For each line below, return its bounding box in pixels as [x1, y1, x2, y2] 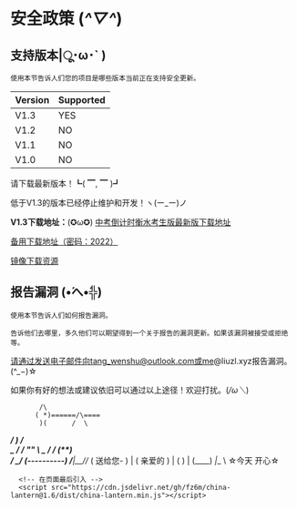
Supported [58, 94, 106, 106]
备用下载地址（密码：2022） [10, 236, 118, 247]
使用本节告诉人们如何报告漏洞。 [10, 310, 113, 320]
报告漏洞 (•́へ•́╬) [10, 284, 103, 300]
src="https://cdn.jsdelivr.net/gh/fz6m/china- [50, 483, 231, 492]
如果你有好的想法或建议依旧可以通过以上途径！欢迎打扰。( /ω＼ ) [10, 384, 250, 395]
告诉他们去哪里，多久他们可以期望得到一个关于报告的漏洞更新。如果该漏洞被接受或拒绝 [10, 329, 289, 338]
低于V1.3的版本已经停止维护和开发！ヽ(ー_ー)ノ [10, 198, 188, 208]
